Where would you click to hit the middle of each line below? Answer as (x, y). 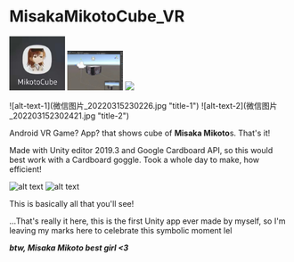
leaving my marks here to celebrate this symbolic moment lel (121, 231)
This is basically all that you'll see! (72, 204)
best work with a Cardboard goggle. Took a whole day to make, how (135, 160)
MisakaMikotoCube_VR (97, 16)
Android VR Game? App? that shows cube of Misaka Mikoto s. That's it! (140, 133)
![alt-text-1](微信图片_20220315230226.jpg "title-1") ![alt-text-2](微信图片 (143, 106)
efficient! (25, 169)
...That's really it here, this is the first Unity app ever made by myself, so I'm (147, 221)
